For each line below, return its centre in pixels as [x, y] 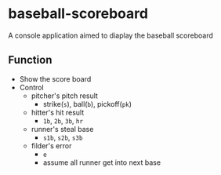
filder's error [51, 145]
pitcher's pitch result [64, 96]
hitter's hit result [58, 112]
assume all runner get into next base [102, 162]
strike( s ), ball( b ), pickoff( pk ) [87, 104]
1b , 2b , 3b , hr [63, 120]
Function [30, 60]
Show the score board [55, 78]
